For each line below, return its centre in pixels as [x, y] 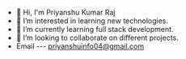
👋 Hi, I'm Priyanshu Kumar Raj [66, 12]
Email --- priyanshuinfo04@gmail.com [80, 46]
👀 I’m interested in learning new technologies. [92, 21]
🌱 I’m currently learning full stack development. [95, 29]
